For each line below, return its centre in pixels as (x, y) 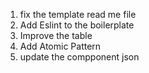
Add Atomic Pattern (60, 46)
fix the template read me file (78, 14)
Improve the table (56, 35)
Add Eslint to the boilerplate (77, 25)
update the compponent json (79, 57)
